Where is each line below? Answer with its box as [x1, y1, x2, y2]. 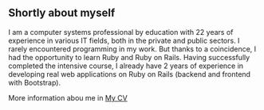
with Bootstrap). [8, 78, 61, 87]
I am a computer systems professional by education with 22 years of [8, 27, 234, 36]
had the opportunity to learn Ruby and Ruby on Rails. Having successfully [8, 52, 250, 62]
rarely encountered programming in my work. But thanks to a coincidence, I [8, 44, 257, 54]
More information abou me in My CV [8, 93, 128, 102]
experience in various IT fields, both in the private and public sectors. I [8, 36, 240, 45]
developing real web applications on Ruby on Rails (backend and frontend [8, 69, 251, 78]
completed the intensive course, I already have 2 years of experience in [8, 61, 244, 70]
